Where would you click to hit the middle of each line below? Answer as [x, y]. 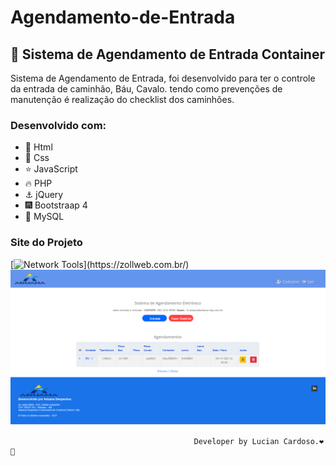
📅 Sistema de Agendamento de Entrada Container [167, 54]
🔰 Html [38, 147]
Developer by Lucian [236, 441]
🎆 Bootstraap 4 [56, 205]
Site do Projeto [46, 243]
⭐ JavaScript [51, 169]
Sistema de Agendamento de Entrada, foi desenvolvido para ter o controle [163, 78]
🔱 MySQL [44, 217]
